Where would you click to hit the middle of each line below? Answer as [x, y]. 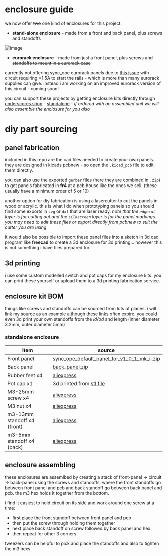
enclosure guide [39, 9]
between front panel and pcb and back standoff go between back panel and [84, 488]
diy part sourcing [41, 129]
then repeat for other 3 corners [44, 534]
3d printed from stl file [79, 383]
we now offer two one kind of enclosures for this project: [64, 23]
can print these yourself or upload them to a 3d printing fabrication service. [83, 281]
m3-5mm [19, 435]
